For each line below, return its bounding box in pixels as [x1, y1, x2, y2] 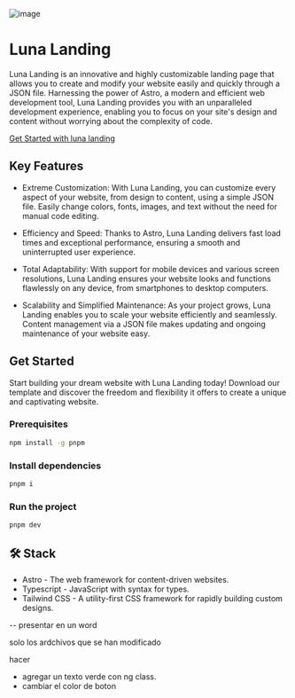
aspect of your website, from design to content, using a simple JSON [21, 192, 275, 202]
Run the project [9, 500, 77, 513]
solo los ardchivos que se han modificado [9, 637, 162, 647]
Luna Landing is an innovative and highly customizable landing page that [9, 68, 275, 79]
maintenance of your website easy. [21, 328, 151, 339]
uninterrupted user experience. [21, 247, 136, 257]
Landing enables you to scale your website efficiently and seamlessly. [21, 309, 277, 319]
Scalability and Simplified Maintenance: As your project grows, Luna [21, 300, 272, 310]
